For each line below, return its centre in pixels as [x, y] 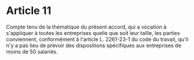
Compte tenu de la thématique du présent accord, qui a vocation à [86, 27]
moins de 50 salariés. [32, 51]
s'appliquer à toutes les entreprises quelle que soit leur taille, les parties [93, 33]
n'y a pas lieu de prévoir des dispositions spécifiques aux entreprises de [94, 45]
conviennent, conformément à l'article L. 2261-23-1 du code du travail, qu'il [97, 39]
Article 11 [29, 11]
